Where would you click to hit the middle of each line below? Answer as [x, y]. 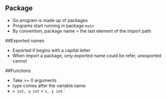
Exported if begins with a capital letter [51, 50]
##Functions [18, 70]
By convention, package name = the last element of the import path [82, 31]
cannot [20, 61]
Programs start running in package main [53, 25]
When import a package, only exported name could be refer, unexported [87, 55]
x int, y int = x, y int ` [39, 91]
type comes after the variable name [49, 85]
